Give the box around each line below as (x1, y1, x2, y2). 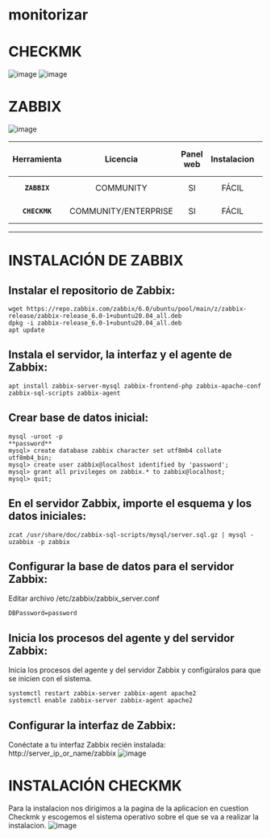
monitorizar (8, 6, 89, 24)
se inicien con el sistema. (8, 674, 93, 684)
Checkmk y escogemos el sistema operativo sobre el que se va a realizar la (8, 811, 260, 821)
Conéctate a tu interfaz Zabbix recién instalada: (8, 740, 166, 749)
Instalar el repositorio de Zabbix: (8, 283, 176, 297)
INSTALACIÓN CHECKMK (8, 777, 182, 795)
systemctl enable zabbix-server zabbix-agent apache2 (8, 697, 194, 705)
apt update (8, 326, 45, 334)
